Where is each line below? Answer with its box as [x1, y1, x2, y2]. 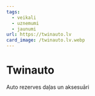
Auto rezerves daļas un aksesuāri [6, 83, 90, 91]
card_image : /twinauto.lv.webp [6, 37, 85, 43]
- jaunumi [11, 26, 36, 32]
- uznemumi [11, 20, 39, 26]
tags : [6, 9, 20, 15]
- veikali [11, 15, 36, 21]
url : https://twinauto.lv [6, 32, 71, 38]
